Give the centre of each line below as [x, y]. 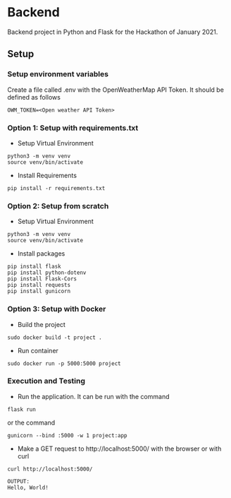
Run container [38, 350]
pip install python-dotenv [47, 273]
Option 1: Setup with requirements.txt [73, 128]
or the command [31, 422]
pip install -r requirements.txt [56, 188]
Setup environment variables [58, 74]
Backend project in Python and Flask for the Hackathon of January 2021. [113, 32]
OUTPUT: [19, 481]
